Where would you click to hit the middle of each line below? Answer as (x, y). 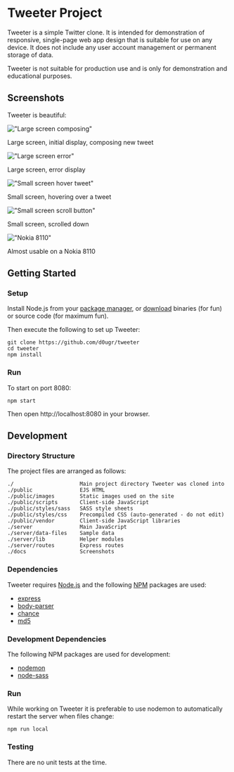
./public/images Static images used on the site (91, 496)
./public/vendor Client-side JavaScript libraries (94, 521)
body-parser (35, 605)
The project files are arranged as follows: (67, 471)
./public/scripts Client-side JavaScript (78, 503)
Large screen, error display (46, 169)
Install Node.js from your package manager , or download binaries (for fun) (115, 309)
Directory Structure (41, 456)
